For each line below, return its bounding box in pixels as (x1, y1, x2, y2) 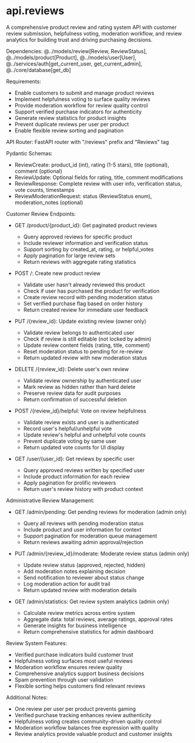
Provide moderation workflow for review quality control (14, 102, 148, 109)
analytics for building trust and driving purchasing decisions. (6, 36, 153, 43)
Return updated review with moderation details (23, 586, 137, 594)
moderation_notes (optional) (14, 199, 83, 206)
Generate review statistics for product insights (14, 114, 127, 122)
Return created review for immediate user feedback (23, 306, 149, 313)
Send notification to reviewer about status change (23, 574, 144, 581)
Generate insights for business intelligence (23, 621, 127, 629)
